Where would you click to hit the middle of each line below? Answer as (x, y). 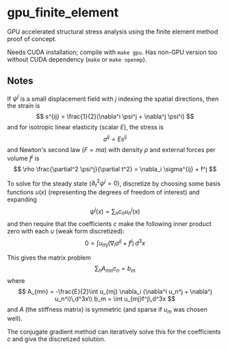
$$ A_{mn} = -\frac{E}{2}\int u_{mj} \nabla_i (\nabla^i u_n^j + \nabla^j (115, 291)
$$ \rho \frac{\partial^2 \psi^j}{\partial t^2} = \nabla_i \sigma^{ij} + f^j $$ (115, 168)
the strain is (24, 106)
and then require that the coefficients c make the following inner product (109, 223)
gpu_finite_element (63, 13)
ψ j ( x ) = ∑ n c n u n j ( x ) (115, 212)
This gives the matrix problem (49, 258)
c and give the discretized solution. (56, 339)
